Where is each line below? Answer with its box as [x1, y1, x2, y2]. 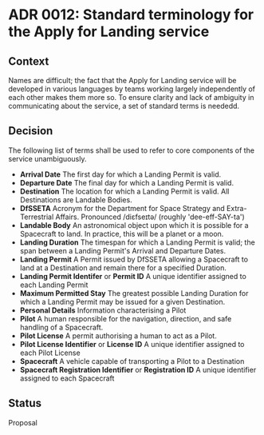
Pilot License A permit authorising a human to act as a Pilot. [19, 330, 217, 341]
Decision [8, 124, 53, 138]
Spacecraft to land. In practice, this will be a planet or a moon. [19, 229, 224, 238]
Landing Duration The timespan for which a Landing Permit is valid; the [19, 237, 255, 247]
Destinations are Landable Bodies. [19, 194, 133, 205]
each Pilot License [19, 348, 81, 357]
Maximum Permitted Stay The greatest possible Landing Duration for [19, 288, 249, 297]
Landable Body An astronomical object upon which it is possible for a [19, 220, 249, 229]
